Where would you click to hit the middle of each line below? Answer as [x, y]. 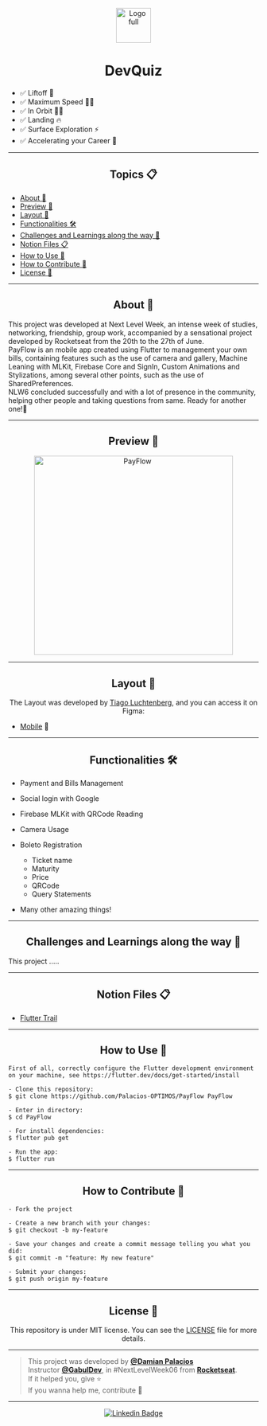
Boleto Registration [51, 845]
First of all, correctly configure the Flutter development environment [131, 1069]
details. [133, 1338]
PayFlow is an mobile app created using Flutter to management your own [128, 350]
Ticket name [52, 860]
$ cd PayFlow [30, 1117]
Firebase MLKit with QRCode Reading [81, 814]
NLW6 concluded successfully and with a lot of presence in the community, [132, 392]
